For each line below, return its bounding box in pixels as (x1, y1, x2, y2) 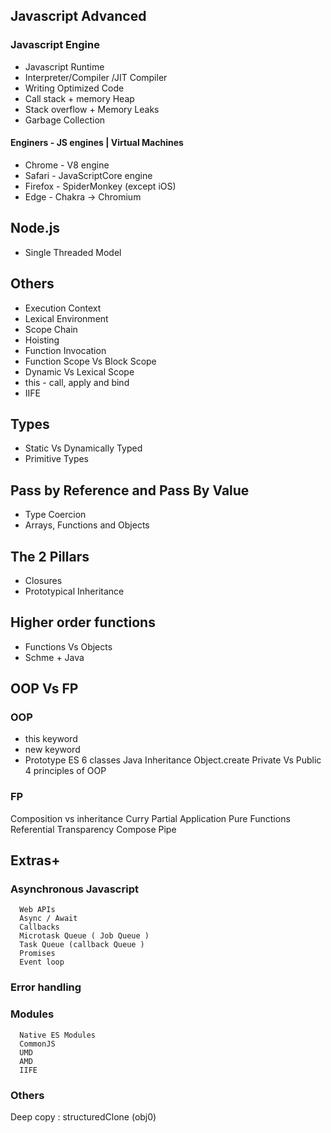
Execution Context (24, 302, 102, 314)
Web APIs (19, 905, 56, 915)
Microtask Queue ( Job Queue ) (19, 931, 150, 941)
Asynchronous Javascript (10, 882, 139, 896)
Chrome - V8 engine (24, 159, 110, 171)
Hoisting (24, 334, 60, 346)
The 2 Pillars (10, 548, 90, 565)
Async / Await (19, 914, 78, 924)
